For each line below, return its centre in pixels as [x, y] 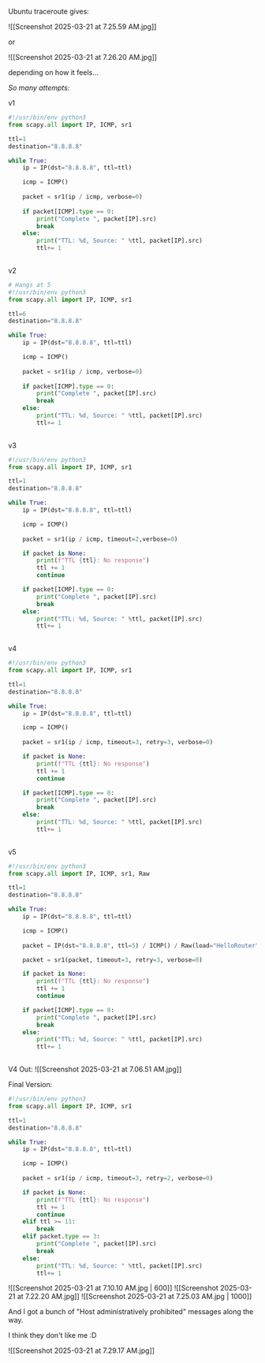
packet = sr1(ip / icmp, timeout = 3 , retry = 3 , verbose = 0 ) [118, 743]
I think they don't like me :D [52, 1335]
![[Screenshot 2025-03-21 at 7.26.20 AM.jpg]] [83, 57]
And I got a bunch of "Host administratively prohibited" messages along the [131, 1312]
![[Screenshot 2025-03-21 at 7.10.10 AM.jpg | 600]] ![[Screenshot [113, 1288]
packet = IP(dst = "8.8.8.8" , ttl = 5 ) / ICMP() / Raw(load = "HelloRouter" [141, 945]
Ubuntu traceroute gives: [49, 11]
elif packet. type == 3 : [62, 1237]
